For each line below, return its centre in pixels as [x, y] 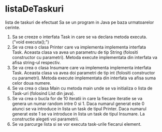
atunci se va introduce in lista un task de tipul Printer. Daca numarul [79, 109]
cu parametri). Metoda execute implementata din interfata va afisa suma [84, 78]
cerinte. [13, 27]
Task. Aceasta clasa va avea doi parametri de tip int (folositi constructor [83, 73]
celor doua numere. [32, 83]
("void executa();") [30, 42]
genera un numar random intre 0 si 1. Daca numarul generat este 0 [78, 103]
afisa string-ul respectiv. [36, 62]
